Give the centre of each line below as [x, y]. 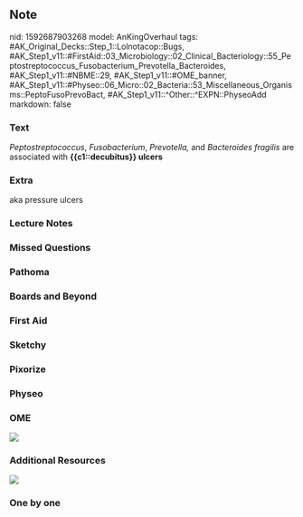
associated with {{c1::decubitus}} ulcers [86, 157]
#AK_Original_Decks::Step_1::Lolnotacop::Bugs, [97, 46]
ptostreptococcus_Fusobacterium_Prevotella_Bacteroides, [118, 65]
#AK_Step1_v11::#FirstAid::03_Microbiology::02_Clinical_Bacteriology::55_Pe [151, 56]
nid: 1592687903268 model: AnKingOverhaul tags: [104, 36]
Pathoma [29, 273]
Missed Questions [50, 248]
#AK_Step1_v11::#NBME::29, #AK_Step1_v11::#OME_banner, [118, 75]
